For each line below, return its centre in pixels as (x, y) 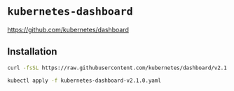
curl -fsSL (23, 68)
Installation (32, 51)
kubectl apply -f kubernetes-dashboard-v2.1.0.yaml (84, 80)
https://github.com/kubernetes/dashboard (68, 29)
